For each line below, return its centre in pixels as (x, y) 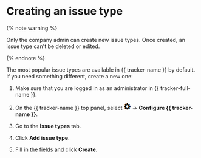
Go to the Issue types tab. (48, 126)
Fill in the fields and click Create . (56, 149)
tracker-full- (175, 88)
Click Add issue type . (42, 137)
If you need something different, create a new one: (70, 76)
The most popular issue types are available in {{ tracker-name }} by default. (101, 70)
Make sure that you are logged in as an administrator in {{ (87, 88)
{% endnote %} (26, 58)
